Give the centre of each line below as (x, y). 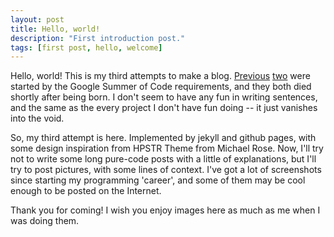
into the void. (37, 118)
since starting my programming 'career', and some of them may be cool (158, 180)
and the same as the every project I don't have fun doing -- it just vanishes (164, 108)
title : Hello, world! (55, 29)
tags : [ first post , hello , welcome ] (86, 47)
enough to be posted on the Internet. (86, 191)
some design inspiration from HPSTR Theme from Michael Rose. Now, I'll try (167, 148)
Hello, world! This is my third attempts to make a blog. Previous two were (160, 76)
